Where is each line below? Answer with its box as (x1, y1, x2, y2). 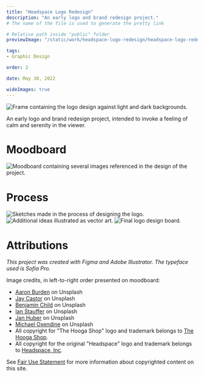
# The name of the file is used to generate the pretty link (6, 20, 165, 26)
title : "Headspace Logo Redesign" (6, 9, 94, 15)
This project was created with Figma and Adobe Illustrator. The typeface (6, 258, 189, 266)
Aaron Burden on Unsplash (15, 288, 83, 296)
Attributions (6, 238, 69, 252)
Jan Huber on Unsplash (15, 314, 75, 322)
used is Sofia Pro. (6, 265, 50, 272)
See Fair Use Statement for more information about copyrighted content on (6, 358, 194, 365)
